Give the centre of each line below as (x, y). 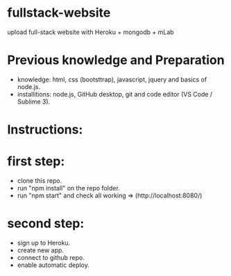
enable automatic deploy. (53, 265)
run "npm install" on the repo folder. (68, 188)
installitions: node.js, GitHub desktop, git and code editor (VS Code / (115, 94)
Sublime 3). (34, 102)
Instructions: (45, 130)
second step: (46, 224)
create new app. (41, 250)
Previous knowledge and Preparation (116, 60)
